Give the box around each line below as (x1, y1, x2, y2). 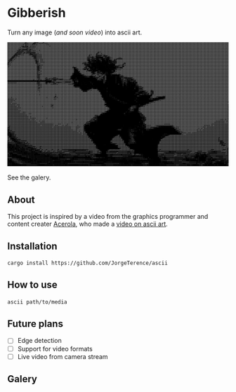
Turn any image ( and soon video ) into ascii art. (7, 28, 143, 36)
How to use (7, 279, 58, 291)
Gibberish (7, 5, 66, 21)
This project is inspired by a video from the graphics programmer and (7, 212, 209, 221)
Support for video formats (17, 344, 93, 353)
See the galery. (7, 173, 51, 182)
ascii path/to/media (7, 298, 68, 306)
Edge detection (17, 337, 62, 345)
